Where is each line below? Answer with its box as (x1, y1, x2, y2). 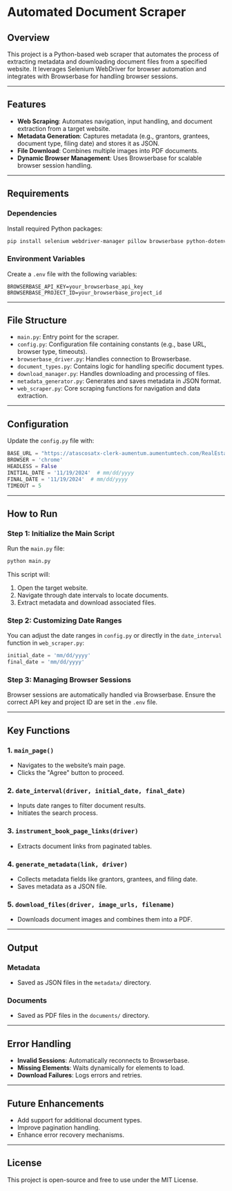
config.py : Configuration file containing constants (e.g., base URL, (17, 340, 207, 348)
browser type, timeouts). (17, 348, 88, 356)
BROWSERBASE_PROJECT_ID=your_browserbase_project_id (7, 289, 162, 296)
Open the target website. (17, 584, 88, 592)
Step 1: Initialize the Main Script (7, 528, 115, 538)
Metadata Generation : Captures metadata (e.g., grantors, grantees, (17, 132, 211, 140)
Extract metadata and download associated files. (17, 598, 157, 607)
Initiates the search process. (17, 809, 98, 817)
